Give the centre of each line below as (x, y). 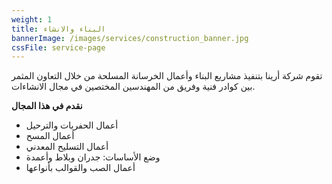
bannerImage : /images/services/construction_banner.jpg (130, 38)
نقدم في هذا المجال (47, 106)
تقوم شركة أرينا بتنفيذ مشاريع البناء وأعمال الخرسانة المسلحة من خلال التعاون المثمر (167, 76)
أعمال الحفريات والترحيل (72, 125)
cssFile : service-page (58, 47)
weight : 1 (32, 19)
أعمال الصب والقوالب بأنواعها (80, 168)
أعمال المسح (50, 136)
